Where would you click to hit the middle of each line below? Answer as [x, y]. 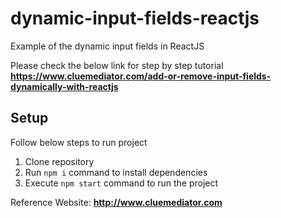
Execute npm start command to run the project [121, 183]
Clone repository [59, 161]
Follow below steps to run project [79, 142]
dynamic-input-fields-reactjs [135, 18]
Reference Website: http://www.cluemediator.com [116, 202]
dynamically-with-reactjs [64, 86]
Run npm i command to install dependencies [116, 172]
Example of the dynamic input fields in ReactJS [107, 46]
